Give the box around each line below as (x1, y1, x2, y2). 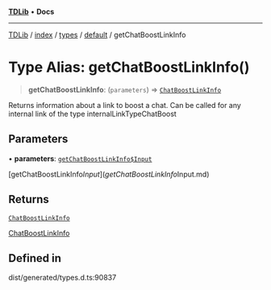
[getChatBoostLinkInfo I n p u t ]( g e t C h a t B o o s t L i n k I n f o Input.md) (8, 169, 210, 179)
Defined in (8, 251, 62, 265)
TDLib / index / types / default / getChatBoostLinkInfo (8, 30, 186, 39)
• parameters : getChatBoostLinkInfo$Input (8, 153, 152, 164)
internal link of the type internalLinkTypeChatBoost (8, 109, 177, 118)
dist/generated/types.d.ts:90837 (8, 273, 117, 283)
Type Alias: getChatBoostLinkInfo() (8, 58, 250, 77)
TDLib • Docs (8, 7, 55, 16)
